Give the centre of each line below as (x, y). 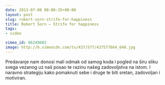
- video (13, 33)
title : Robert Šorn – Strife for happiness (52, 24)
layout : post (19, 15)
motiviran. (16, 78)
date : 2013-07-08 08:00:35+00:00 (41, 10)
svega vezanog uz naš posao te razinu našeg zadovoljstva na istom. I (78, 67)
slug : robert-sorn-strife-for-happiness (49, 19)
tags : (11, 29)
